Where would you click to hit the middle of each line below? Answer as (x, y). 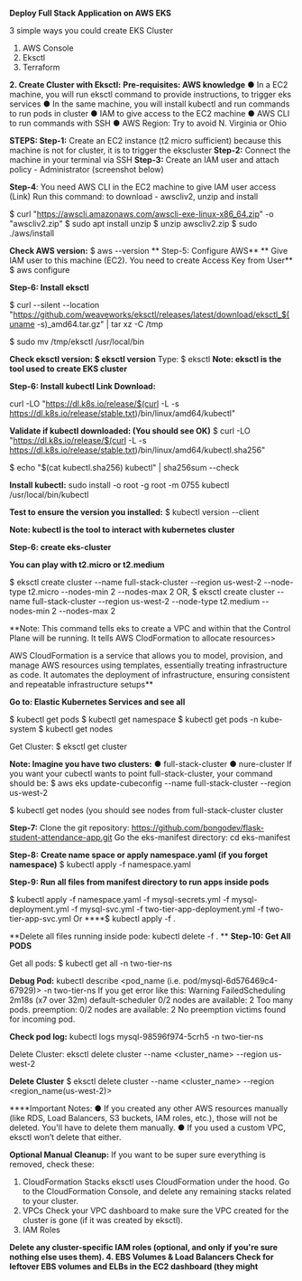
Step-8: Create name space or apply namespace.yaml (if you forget (139, 855)
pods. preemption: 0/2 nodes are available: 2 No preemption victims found (148, 1010)
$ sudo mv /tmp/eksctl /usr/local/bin (77, 341)
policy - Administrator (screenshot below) (87, 169)
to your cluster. (50, 1201)
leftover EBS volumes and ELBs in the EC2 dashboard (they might (134, 1267)
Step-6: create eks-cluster (60, 547)
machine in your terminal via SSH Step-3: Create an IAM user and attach (144, 160)
